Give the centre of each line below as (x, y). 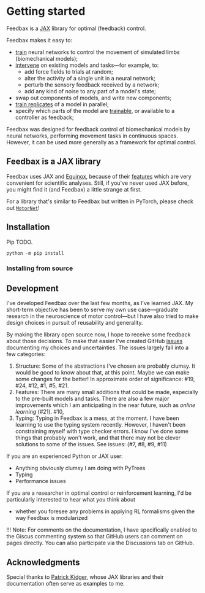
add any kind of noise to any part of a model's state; (90, 91)
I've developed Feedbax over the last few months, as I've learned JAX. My (100, 303)
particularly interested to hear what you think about (71, 500)
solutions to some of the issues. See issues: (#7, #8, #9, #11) (91, 444)
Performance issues (40, 481)
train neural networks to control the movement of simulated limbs (97, 52)
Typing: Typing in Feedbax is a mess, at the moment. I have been (97, 418)
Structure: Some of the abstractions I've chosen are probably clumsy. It (105, 366)
